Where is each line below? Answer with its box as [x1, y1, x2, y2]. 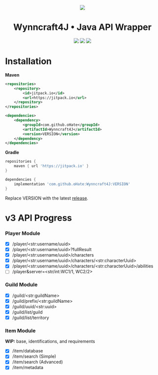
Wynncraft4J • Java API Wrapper [13, 22, 152, 33]
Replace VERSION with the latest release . [5, 195, 88, 201]
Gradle [5, 149, 20, 155]
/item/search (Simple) [12, 353, 56, 359]
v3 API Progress [5, 212, 72, 223]
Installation [5, 56, 52, 67]
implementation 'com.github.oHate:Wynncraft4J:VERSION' [14, 181, 131, 186]
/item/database [12, 348, 43, 354]
